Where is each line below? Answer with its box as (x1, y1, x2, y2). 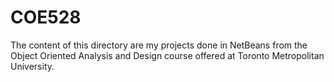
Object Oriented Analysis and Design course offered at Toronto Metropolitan (10, 49, 325, 61)
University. (10, 60, 55, 72)
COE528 (10, 6, 82, 29)
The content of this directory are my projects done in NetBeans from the (10, 39, 308, 51)
